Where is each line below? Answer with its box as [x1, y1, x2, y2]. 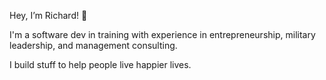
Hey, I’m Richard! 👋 [9, 10, 88, 21]
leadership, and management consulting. [9, 40, 178, 51]
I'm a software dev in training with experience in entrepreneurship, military [9, 29, 316, 40]
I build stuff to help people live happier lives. [9, 59, 192, 70]
